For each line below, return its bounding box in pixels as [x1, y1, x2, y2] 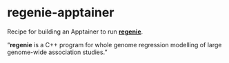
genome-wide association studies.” [7, 48, 108, 56]
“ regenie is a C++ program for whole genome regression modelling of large [7, 40, 222, 49]
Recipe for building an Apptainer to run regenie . [7, 27, 143, 36]
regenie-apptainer [7, 5, 114, 21]
